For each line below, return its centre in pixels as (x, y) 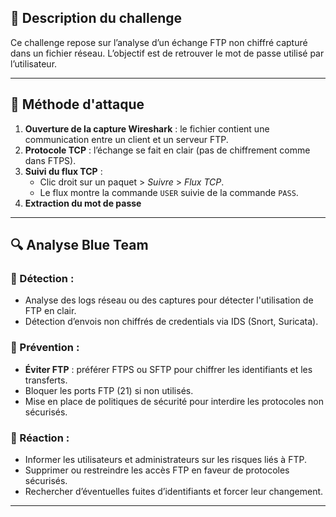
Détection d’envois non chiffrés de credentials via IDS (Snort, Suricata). (171, 322)
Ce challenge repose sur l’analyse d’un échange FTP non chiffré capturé (159, 42)
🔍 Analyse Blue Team (79, 245)
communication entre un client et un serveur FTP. (126, 139)
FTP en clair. (50, 311)
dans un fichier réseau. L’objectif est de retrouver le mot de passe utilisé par (167, 53)
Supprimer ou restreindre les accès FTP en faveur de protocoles (157, 470)
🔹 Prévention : (45, 348)
